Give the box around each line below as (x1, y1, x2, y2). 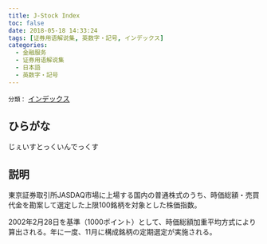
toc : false (8, 19, 45, 27)
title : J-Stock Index (8, 11, 80, 20)
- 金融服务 (15, 49, 47, 57)
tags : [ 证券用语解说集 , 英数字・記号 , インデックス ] (8, 33, 164, 42)
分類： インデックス (8, 93, 70, 104)
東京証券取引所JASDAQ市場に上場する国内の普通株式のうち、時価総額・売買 (8, 191, 260, 200)
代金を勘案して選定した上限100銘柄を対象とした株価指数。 (8, 200, 202, 210)
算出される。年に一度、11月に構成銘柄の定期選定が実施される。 (8, 227, 217, 237)
